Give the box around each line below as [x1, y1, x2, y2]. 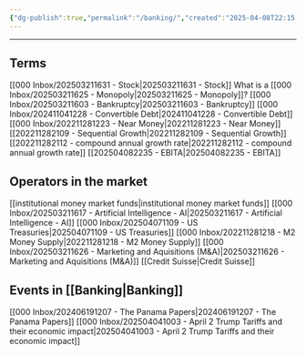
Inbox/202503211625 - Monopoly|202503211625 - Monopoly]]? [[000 [9, 89, 271, 100]
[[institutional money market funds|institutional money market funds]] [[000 [9, 198, 293, 209]
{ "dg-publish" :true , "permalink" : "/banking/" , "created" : [9, 13, 226, 23]
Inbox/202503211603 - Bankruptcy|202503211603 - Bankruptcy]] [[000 [9, 99, 279, 110]
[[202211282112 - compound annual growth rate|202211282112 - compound [9, 137, 292, 148]
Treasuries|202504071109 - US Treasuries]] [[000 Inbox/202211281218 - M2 [9, 227, 296, 238]
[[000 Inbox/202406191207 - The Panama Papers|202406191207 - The [9, 307, 277, 318]
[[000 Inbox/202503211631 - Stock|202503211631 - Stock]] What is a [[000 [9, 79, 292, 91]
